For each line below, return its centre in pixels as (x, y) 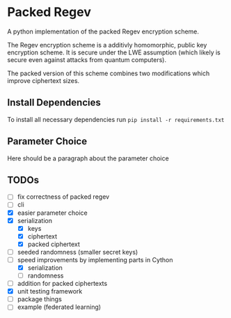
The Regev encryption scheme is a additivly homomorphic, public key (107, 45)
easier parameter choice (53, 213)
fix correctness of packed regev (63, 197)
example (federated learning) (59, 307)
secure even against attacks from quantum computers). (87, 59)
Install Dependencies (54, 103)
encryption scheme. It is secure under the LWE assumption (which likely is (114, 52)
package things (40, 299)
